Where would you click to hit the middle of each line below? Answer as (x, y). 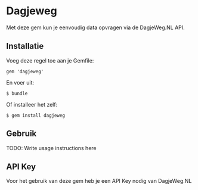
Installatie (25, 46)
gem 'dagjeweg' (25, 71)
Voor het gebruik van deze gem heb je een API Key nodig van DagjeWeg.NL (99, 181)
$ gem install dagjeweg (36, 115)
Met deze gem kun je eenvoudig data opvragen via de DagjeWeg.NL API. (95, 27)
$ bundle (17, 94)
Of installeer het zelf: (32, 104)
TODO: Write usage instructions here (51, 148)
